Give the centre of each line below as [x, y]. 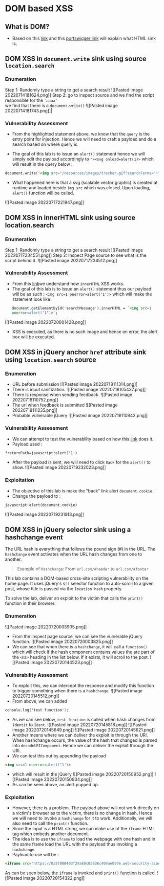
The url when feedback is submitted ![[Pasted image [65, 405]
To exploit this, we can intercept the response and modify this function [83, 686]
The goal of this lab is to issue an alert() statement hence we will [79, 154]
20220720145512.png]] [36, 696]
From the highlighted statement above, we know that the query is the [81, 134]
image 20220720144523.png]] [61, 662]
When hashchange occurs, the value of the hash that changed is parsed [85, 740]
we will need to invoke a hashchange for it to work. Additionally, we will [82, 818]
